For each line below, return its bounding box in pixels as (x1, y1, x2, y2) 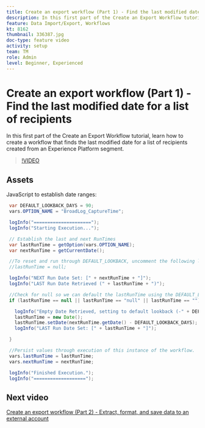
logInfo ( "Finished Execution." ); (9, 369, 95, 376)
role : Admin (6, 54, 37, 60)
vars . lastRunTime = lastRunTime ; (9, 353, 95, 359)
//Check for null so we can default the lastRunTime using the (9, 291, 173, 298)
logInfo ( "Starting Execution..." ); (9, 225, 99, 231)
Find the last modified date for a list (6, 99, 189, 113)
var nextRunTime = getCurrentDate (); (9, 248, 105, 254)
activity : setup (6, 43, 48, 49)
